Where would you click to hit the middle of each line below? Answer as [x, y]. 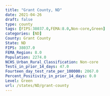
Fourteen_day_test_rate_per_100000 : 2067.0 [52, 72]
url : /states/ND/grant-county [37, 85]
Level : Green [19, 81]
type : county [19, 24]
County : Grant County [28, 39]
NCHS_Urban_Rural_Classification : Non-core [52, 62]
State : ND [16, 43]
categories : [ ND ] [24, 34]
